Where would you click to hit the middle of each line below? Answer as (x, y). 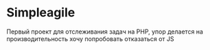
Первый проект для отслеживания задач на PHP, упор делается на (105, 32)
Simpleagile (41, 13)
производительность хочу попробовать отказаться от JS (90, 38)
